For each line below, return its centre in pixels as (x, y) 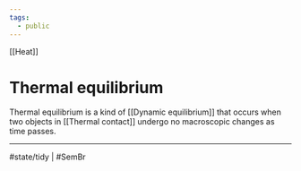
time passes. (33, 132)
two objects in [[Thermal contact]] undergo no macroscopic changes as (142, 122)
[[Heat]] (24, 51)
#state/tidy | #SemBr (48, 157)
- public (34, 26)
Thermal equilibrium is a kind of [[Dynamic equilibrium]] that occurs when (146, 112)
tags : (19, 17)
